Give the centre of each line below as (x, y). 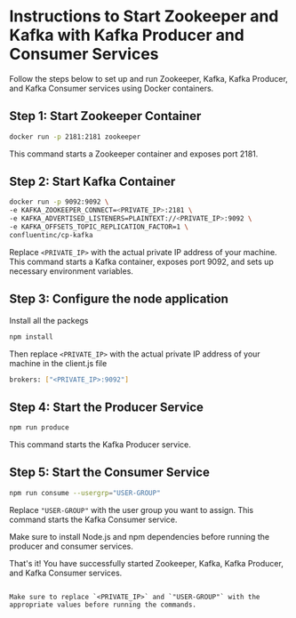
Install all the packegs (49, 320)
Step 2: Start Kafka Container (92, 182)
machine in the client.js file (58, 363)
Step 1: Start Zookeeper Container (105, 116)
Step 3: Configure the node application (119, 299)
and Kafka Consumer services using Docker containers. (112, 88)
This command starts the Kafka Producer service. (100, 445)
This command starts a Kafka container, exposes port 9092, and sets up (141, 261)
